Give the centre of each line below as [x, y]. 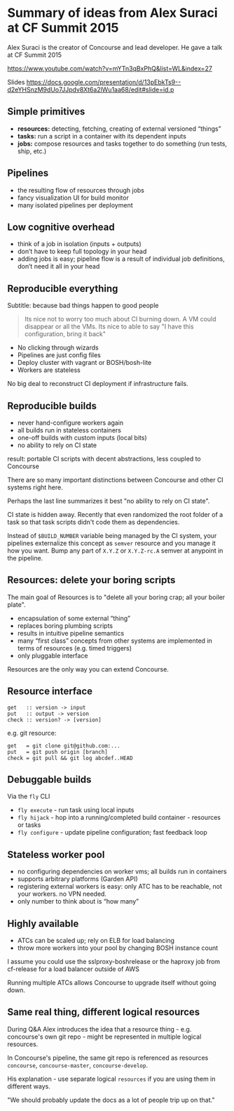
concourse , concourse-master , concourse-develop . [78, 1065]
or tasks [29, 825]
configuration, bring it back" [65, 334]
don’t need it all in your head [58, 266]
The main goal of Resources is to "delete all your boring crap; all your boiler [116, 597]
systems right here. [35, 487]
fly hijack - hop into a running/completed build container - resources [119, 818]
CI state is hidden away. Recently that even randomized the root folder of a [115, 514]
